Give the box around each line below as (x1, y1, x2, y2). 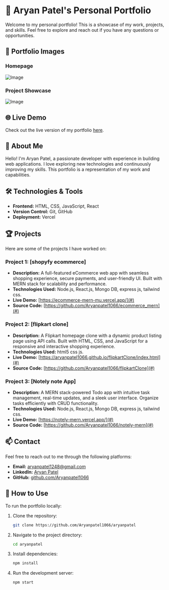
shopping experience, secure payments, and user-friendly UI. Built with (12, 276, 163, 282)
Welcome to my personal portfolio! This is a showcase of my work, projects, (5, 21, 164, 28)
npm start (12, 580, 34, 585)
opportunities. (5, 32, 35, 38)
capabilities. (5, 171, 31, 178)
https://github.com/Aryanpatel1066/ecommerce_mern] (45, 303, 160, 309)
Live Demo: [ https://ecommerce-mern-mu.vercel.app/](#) (12, 297, 135, 303)
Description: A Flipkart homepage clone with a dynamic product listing (12, 332, 162, 338)
